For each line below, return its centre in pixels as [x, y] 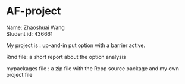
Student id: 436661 [29, 33]
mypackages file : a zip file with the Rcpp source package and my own [93, 68]
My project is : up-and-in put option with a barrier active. [76, 45]
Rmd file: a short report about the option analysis [66, 57]
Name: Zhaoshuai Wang [36, 27]
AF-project [34, 11]
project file [19, 74]
